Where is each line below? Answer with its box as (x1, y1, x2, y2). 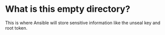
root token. (5, 25, 28, 31)
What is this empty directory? (5, 3, 131, 15)
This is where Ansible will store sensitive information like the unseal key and (5, 20, 161, 26)
